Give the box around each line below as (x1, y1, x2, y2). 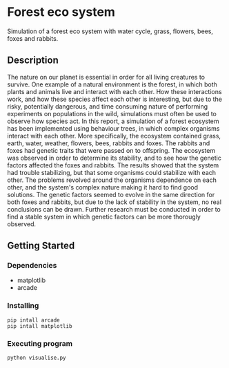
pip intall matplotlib (7, 322, 72, 329)
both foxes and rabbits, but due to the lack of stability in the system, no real (7, 198, 222, 206)
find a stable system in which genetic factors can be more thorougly (7, 212, 201, 221)
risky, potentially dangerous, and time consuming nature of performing (7, 102, 208, 111)
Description (7, 55, 59, 66)
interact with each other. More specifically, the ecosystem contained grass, (7, 131, 221, 140)
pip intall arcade (7, 316, 60, 324)
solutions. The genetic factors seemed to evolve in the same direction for (7, 190, 215, 199)
